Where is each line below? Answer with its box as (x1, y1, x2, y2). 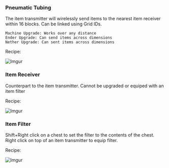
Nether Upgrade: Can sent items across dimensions (5, 40, 115, 45)
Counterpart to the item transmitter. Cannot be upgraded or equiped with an (5, 83, 164, 89)
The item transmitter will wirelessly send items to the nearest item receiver (5, 16, 161, 22)
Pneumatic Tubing (5, 4, 52, 11)
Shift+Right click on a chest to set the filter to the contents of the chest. (5, 131, 155, 138)
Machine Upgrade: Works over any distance (5, 31, 96, 36)
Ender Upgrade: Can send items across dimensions (5, 35, 113, 41)
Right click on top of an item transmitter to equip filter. (5, 137, 118, 143)
